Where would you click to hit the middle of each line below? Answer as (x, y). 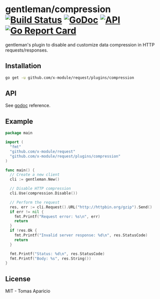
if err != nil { (27, 212)
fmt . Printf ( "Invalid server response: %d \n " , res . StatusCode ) (81, 235)
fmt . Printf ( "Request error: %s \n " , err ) (57, 216)
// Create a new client (35, 175)
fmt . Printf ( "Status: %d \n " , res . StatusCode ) (57, 254)
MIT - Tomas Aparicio (28, 291)
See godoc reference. (28, 106)
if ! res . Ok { (23, 231)
